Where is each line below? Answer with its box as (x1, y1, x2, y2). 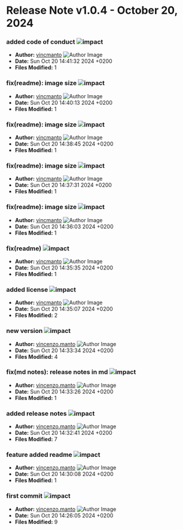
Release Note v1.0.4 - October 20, (6, 4, 178, 17)
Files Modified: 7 (14, 435, 58, 443)
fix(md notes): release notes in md (6, 368, 108, 376)
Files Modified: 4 (14, 353, 58, 360)
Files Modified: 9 (14, 518, 58, 525)
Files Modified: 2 (14, 312, 58, 319)
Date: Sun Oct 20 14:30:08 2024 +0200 (14, 471, 114, 478)
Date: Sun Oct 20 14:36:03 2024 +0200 (14, 223, 114, 230)
